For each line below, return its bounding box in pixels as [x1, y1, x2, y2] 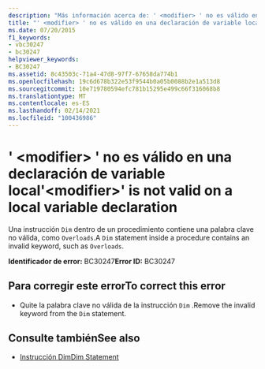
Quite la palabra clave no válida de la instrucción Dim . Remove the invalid [19, 300, 256, 310]
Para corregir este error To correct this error [8, 279, 226, 293]
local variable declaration [8, 199, 178, 217]
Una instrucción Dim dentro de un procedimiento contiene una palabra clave [8, 224, 254, 233]
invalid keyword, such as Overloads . [8, 241, 125, 251]
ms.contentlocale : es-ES [8, 99, 90, 107]
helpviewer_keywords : [8, 56, 80, 64]
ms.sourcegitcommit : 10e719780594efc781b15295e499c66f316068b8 [8, 84, 221, 93]
